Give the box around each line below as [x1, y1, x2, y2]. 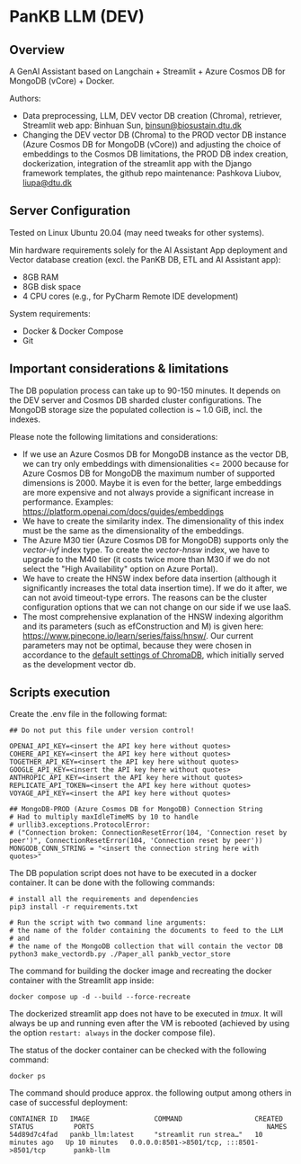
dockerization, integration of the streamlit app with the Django [22, 158, 252, 168]
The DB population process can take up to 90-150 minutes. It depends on [9, 385, 281, 396]
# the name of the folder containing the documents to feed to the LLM [9, 927, 283, 936]
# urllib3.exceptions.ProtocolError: [9, 820, 151, 829]
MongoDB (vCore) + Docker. [9, 76, 115, 86]
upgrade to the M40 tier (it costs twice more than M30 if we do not [22, 553, 270, 564]
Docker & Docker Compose [22, 326, 124, 336]
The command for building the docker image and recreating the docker [9, 965, 272, 977]
